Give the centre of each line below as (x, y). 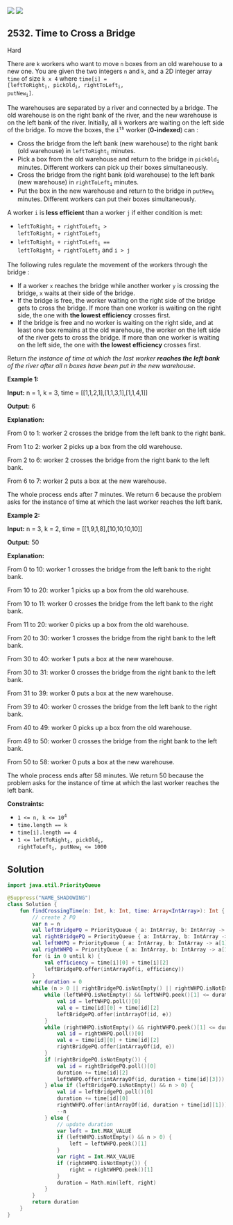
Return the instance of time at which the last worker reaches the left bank (114, 358)
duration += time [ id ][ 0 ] (93, 1099)
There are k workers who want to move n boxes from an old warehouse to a (115, 63)
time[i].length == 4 (47, 832)
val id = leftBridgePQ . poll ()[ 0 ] (105, 1092)
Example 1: (23, 379)
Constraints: (26, 803)
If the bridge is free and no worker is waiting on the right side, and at (115, 322)
